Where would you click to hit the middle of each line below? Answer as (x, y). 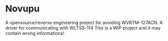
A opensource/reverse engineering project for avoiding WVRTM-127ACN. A (84, 22)
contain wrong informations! (35, 33)
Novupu (22, 9)
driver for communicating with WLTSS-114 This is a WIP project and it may (83, 27)
